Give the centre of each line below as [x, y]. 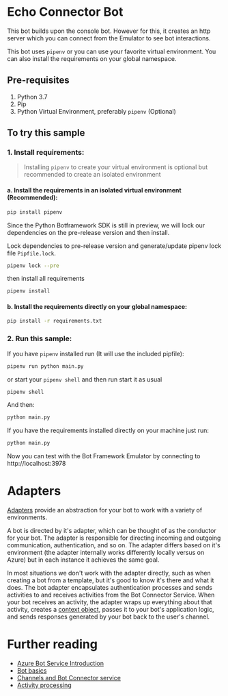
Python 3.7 [32, 97]
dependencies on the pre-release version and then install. [88, 232]
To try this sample [46, 133]
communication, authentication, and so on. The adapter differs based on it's [114, 545]
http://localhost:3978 [37, 464]
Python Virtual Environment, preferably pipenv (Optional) [96, 111]
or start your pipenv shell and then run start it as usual [85, 379]
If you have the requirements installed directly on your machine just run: [108, 431]
